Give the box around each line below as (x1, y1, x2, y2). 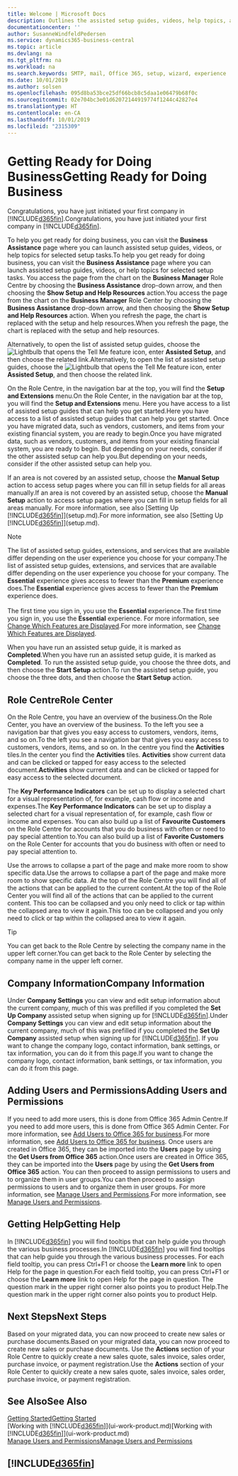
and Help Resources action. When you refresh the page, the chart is (7, 311, 208, 320)
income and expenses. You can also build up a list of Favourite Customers (7, 817, 226, 826)
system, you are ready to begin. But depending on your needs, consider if (7, 445, 223, 453)
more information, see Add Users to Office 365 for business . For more (7, 1129, 210, 1138)
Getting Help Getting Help (7, 1218, 121, 1230)
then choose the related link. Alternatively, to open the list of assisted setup (7, 355, 225, 364)
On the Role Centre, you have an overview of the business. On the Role (7, 713, 212, 721)
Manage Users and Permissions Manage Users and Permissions (7, 1437, 193, 1445)
